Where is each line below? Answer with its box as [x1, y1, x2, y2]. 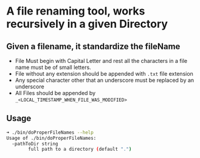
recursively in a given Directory [6, 17, 168, 31]
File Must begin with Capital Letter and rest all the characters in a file [15, 58, 187, 64]
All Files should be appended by [15, 90, 96, 96]
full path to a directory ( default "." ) [28, 146, 132, 153]
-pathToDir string [12, 140, 59, 146]
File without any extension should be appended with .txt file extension [15, 70, 193, 77]
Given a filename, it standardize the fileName [6, 41, 181, 51]
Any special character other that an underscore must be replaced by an [15, 77, 195, 84]
